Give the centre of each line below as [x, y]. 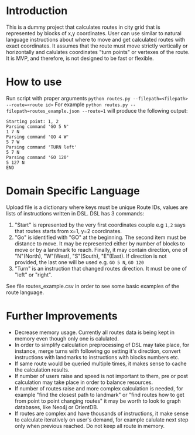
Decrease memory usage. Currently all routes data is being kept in [94, 332]
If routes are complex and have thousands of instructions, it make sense [102, 413]
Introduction [37, 11]
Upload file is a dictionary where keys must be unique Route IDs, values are [97, 207]
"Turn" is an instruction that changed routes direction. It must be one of [101, 268]
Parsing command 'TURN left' [42, 147]
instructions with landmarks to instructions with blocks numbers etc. [97, 357]
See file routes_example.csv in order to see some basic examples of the [93, 286]
